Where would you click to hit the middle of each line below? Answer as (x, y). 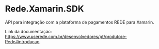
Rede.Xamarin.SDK (45, 9)
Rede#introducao (22, 41)
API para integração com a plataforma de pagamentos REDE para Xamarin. (79, 22)
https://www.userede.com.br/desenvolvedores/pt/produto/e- (66, 37)
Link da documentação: (29, 31)
